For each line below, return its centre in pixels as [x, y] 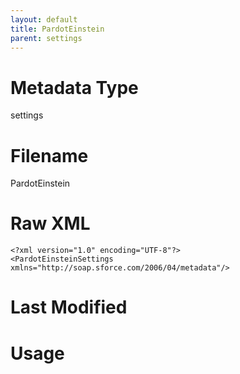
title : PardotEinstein [57, 29]
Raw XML [50, 223]
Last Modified [69, 307]
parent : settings [46, 38]
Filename [49, 155]
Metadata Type [74, 87]
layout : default [44, 19]
